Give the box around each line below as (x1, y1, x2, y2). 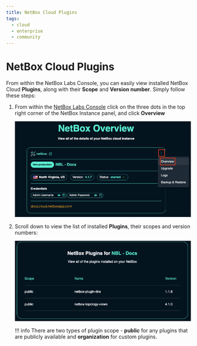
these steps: (6, 92, 36, 99)
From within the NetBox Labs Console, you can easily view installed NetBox (6, 80, 189, 87)
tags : (6, 15, 19, 22)
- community (11, 34, 41, 40)
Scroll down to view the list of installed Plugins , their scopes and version (14, 223, 191, 230)
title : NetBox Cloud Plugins (6, 9, 77, 15)
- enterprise (11, 28, 43, 34)
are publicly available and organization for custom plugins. (14, 333, 157, 340)
